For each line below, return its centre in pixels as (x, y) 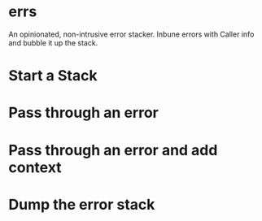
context (35, 167)
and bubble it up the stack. (53, 42)
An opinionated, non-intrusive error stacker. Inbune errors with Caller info (131, 34)
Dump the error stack (82, 204)
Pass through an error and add (113, 150)
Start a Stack (53, 76)
